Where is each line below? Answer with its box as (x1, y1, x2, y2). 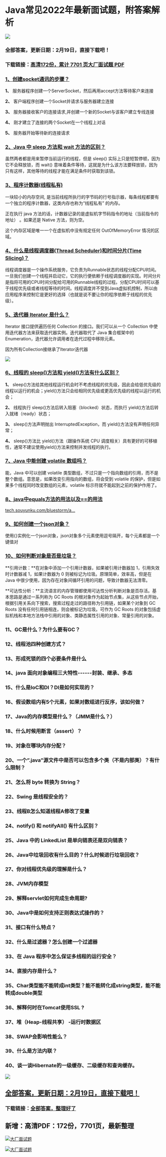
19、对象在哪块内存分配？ (5, 742, 67, 749)
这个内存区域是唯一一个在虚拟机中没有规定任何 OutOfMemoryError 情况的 (5, 227, 155, 233)
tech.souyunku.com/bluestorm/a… (5, 507, 76, 513)
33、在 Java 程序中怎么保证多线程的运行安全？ (5, 953, 117, 960)
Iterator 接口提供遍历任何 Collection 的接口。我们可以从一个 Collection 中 (5, 323, 154, 329)
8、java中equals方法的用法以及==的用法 (5, 496, 103, 503)
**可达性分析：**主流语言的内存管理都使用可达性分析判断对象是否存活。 (5, 587, 153, 593)
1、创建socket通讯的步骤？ (5, 75, 70, 82)
